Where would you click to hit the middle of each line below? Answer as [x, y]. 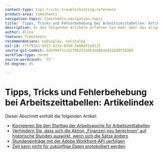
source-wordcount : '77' [29, 59]
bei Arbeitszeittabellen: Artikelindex [80, 103]
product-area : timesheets [31, 14]
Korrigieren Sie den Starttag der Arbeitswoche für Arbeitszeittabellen [81, 126]
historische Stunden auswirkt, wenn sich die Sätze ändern [70, 136]
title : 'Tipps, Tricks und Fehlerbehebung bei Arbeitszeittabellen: [76, 23]
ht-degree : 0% [19, 64]
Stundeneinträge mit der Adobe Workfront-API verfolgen [68, 141]
